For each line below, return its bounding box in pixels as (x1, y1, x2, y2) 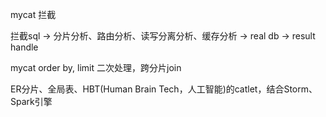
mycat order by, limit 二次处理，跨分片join (10, 62, 182, 73)
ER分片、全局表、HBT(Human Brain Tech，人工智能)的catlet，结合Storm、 (10, 83, 318, 95)
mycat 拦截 (10, 9, 57, 20)
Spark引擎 (10, 96, 53, 107)
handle (10, 41, 39, 53)
